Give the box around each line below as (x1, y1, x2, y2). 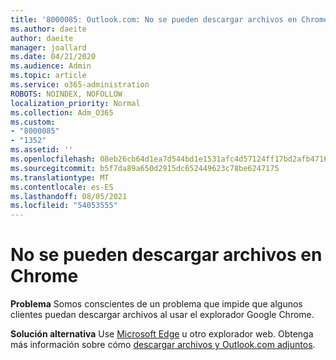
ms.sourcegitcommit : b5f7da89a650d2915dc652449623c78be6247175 (10, 163, 280, 173)
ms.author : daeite (10, 24, 87, 34)
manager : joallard (10, 42, 87, 53)
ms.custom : (10, 117, 56, 127)
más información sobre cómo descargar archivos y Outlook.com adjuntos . (10, 339, 316, 351)
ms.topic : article (10, 71, 87, 81)
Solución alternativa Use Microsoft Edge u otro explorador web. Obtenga (10, 328, 314, 340)
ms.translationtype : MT (10, 172, 110, 183)
